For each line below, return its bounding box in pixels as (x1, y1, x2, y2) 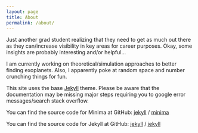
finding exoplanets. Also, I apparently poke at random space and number (6, 67, 185, 74)
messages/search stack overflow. (6, 97, 89, 104)
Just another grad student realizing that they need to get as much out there (6, 36, 191, 44)
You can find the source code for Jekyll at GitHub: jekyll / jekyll (6, 120, 161, 128)
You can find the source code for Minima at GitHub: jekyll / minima (6, 109, 169, 116)
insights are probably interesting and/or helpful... (6, 49, 126, 56)
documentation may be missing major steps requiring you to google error (6, 91, 186, 98)
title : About (6, 14, 39, 20)
